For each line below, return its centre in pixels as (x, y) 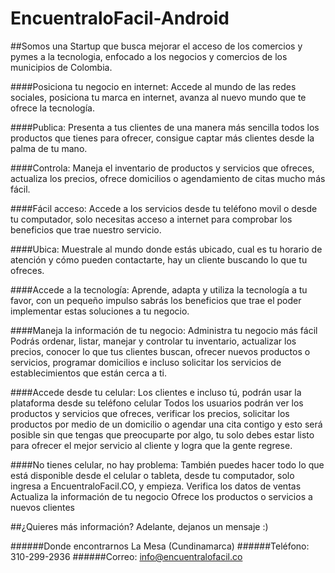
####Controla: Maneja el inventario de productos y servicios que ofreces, (162, 168)
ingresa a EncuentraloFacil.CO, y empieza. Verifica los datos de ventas (156, 486)
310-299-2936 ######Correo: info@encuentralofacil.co (126, 556)
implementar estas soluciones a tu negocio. (100, 311)
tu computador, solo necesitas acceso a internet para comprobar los (151, 219)
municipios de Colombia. (61, 67)
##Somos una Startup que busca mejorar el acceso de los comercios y (156, 46)
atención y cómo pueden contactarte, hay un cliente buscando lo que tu (159, 259)
